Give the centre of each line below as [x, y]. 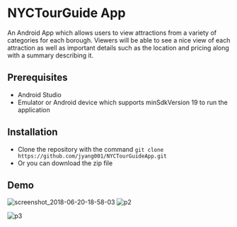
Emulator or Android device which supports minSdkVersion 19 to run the [122, 102]
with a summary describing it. [51, 55]
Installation [33, 132]
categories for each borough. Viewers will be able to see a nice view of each [119, 40]
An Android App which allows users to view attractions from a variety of [112, 33]
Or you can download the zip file [65, 163]
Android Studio [39, 94]
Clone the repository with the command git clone [91, 149]
